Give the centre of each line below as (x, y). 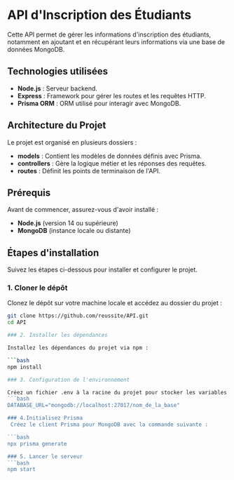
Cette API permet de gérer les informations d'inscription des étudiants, (109, 34)
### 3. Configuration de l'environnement (69, 380)
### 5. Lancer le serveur (45, 456)
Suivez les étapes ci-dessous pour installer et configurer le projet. (102, 269)
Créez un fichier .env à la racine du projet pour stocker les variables (117, 392)
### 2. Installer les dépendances (58, 335)
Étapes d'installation (53, 253)
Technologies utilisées (58, 71)
